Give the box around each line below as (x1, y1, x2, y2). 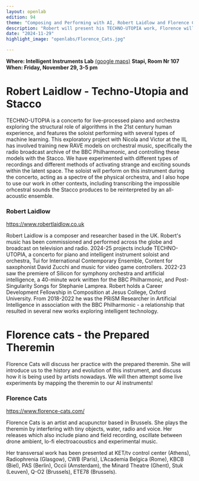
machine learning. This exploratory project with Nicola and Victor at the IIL (6, 136, 188, 143)
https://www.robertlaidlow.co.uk (6, 220, 85, 228)
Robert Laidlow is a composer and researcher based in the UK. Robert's (6, 232, 182, 239)
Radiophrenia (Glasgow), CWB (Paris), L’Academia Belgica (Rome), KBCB (6, 456, 184, 463)
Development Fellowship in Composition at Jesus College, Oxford (6, 288, 166, 296)
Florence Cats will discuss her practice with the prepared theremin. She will (6, 361, 191, 368)
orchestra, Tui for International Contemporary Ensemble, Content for (6, 257, 173, 264)
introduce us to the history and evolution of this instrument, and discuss (6, 367, 182, 374)
